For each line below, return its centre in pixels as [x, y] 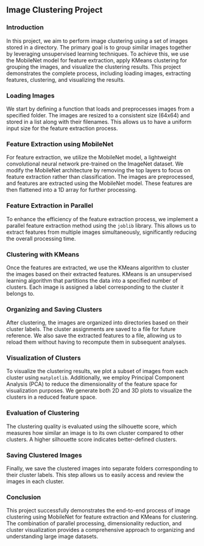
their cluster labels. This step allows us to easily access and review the [95, 475]
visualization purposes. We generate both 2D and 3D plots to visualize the [99, 391]
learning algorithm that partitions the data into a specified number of [92, 280]
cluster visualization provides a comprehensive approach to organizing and [100, 530]
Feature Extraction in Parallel [50, 206]
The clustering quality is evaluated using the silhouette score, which [92, 426]
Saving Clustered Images [44, 455]
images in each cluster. [35, 481]
